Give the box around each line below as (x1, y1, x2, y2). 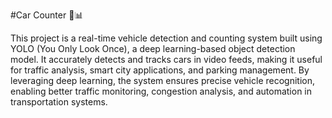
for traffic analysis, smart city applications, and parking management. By (10, 64, 310, 76)
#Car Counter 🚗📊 (10, 9, 84, 21)
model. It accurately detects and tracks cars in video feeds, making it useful (10, 54, 323, 65)
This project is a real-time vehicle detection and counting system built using (10, 32, 323, 44)
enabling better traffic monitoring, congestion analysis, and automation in (10, 85, 313, 97)
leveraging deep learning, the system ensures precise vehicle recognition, (10, 75, 315, 86)
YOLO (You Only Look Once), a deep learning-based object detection (10, 43, 296, 54)
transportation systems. (10, 96, 108, 108)
